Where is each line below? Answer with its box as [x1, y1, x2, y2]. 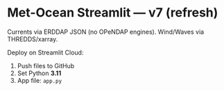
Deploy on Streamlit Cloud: [7, 48, 84, 57]
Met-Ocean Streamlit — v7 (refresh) [7, 5, 218, 21]
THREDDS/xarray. [7, 34, 58, 43]
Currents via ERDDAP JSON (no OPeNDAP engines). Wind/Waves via [7, 28, 205, 36]
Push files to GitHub [17, 61, 75, 70]
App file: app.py [17, 76, 62, 84]
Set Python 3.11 [17, 69, 62, 77]
